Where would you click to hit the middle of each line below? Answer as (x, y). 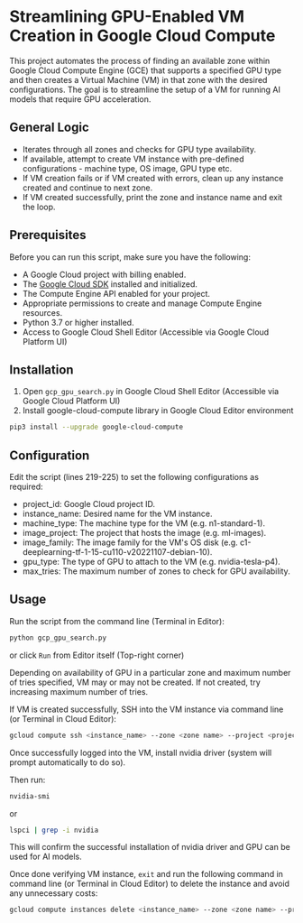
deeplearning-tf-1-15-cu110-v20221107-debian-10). (117, 552)
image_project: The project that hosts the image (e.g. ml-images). (144, 533)
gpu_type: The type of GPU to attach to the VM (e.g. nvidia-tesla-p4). (151, 562)
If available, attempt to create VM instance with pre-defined (133, 159)
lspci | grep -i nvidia (54, 830)
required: (26, 487)
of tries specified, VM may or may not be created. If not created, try (135, 682)
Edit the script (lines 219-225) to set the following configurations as (134, 477)
